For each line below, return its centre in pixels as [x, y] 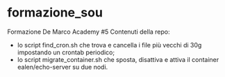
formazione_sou [55, 13]
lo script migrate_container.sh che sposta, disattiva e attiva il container [118, 59]
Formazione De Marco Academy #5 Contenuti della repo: [89, 32]
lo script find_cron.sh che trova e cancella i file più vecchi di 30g [109, 45]
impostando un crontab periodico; [66, 52]
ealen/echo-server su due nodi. [62, 67]
